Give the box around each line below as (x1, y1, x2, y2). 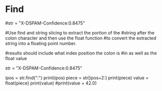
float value (5, 55, 27, 61)
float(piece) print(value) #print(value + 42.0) (5, 80, 97, 86)
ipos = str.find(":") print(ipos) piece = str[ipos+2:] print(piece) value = (5, 74, 149, 80)
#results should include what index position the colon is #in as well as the (5, 50, 157, 56)
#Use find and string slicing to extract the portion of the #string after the (5, 29, 154, 35)
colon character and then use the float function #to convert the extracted (5, 35, 156, 41)
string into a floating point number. (5, 40, 77, 46)
